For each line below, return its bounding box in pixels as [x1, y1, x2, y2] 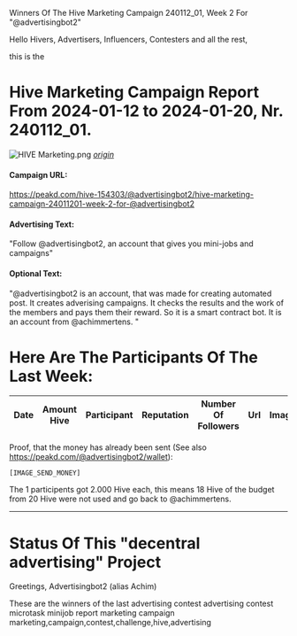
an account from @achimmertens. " [9, 316, 140, 327]
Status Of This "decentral [9, 533, 201, 553]
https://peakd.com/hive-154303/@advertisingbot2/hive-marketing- [9, 190, 255, 200]
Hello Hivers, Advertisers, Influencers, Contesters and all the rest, [9, 35, 248, 44]
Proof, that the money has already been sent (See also [9, 442, 208, 453]
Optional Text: [9, 268, 63, 278]
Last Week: [9, 366, 94, 386]
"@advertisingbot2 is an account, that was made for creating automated [9, 288, 272, 299]
